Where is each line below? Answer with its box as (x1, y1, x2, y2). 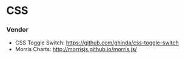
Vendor (6, 26, 29, 34)
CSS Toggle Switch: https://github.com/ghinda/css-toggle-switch (15, 39, 179, 46)
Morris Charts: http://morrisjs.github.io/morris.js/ (15, 46, 138, 53)
